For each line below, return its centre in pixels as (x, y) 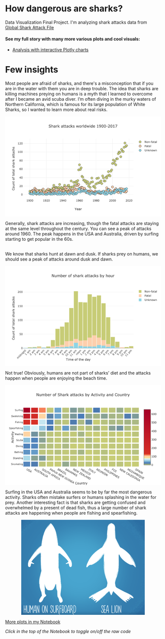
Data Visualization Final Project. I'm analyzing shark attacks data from (76, 22)
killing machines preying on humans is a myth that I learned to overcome (79, 94)
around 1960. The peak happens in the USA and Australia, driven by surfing (82, 234)
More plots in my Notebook (33, 622)
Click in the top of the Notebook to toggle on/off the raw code (68, 631)
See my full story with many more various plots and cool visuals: (73, 39)
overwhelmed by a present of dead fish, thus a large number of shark (76, 508)
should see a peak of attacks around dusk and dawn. (59, 259)
